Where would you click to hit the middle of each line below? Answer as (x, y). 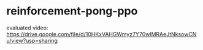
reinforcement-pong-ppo (72, 11)
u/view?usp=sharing (32, 40)
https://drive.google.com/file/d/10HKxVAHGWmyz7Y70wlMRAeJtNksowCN (101, 34)
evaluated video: (27, 28)
